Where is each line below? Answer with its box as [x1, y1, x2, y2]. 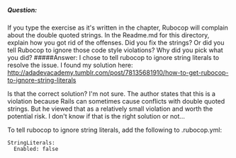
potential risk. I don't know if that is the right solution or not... [7, 111, 186, 120]
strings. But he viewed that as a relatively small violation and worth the [7, 104, 213, 113]
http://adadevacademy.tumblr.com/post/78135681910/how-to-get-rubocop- [7, 68, 229, 77]
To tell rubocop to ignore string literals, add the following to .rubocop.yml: [7, 126, 222, 134]
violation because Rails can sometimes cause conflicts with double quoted [7, 97, 225, 105]
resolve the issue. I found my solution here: [7, 61, 133, 69]
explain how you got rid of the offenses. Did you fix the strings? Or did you [7, 38, 225, 47]
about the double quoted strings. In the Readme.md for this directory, [7, 30, 210, 39]
